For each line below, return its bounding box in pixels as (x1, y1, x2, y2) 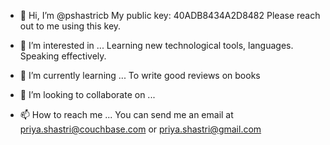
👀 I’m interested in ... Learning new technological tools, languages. (19, 40, 294, 51)
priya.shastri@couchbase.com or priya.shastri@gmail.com (19, 123, 262, 135)
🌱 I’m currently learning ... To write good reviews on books (19, 70, 261, 81)
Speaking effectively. (19, 50, 107, 62)
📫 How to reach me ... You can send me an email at (19, 109, 234, 120)
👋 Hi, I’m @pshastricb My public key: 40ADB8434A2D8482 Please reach (19, 10, 321, 21)
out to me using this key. (19, 20, 122, 32)
